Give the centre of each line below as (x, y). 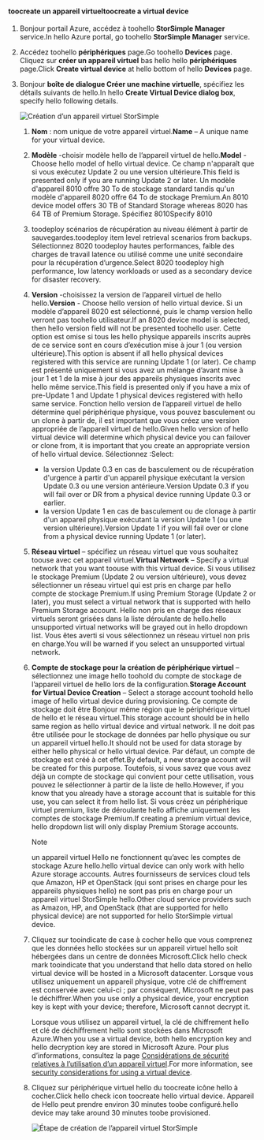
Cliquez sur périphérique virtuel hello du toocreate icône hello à (135, 1088)
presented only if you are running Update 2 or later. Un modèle (133, 181)
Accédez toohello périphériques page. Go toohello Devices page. (126, 52)
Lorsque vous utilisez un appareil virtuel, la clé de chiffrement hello (140, 1022)
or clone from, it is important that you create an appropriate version (141, 446)
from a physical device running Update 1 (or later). (125, 536)
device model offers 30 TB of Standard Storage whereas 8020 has (139, 206)
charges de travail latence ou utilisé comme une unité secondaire (137, 254)
